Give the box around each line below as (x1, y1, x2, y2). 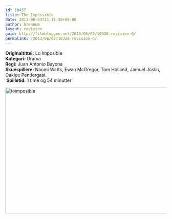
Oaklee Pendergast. (5, 72, 47, 78)
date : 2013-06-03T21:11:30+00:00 (5, 17, 77, 22)
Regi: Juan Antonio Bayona (5, 61, 63, 67)
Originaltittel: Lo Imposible (5, 50, 62, 56)
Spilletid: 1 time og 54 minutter (6, 77, 72, 83)
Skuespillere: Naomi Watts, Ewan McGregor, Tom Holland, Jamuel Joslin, (5, 66, 160, 72)
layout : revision (5, 27, 42, 32)
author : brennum (5, 21, 40, 27)
